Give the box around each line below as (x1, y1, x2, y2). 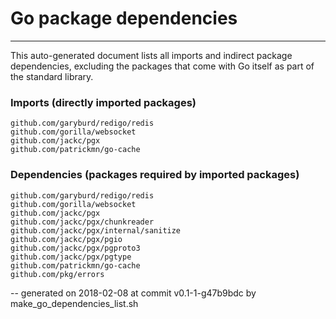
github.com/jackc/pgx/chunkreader (10, 217, 155, 227)
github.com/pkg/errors (10, 269, 105, 279)
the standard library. (10, 70, 94, 82)
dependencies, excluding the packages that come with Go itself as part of (10, 60, 315, 72)
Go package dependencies (10, 7, 238, 30)
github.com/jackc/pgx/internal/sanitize (10, 225, 182, 236)
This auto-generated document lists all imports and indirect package (10, 49, 293, 61)
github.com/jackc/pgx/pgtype (10, 252, 132, 262)
